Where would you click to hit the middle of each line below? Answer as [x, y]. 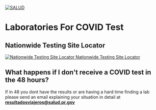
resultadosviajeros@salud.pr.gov [40, 102]
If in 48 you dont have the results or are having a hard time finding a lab [77, 92]
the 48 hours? [27, 80]
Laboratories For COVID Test [65, 27]
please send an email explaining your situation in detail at [63, 97]
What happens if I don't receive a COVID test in [78, 73]
